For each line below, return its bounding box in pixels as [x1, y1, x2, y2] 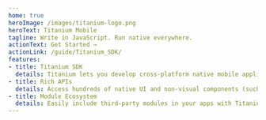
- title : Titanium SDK [8, 63, 83, 71]
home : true [8, 11, 44, 20]
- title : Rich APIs [8, 77, 73, 85]
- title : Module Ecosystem [8, 92, 97, 100]
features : [8, 56, 41, 64]
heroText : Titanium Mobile [8, 26, 97, 34]
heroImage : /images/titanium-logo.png [8, 19, 136, 27]
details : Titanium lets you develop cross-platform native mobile [15, 70, 239, 78]
